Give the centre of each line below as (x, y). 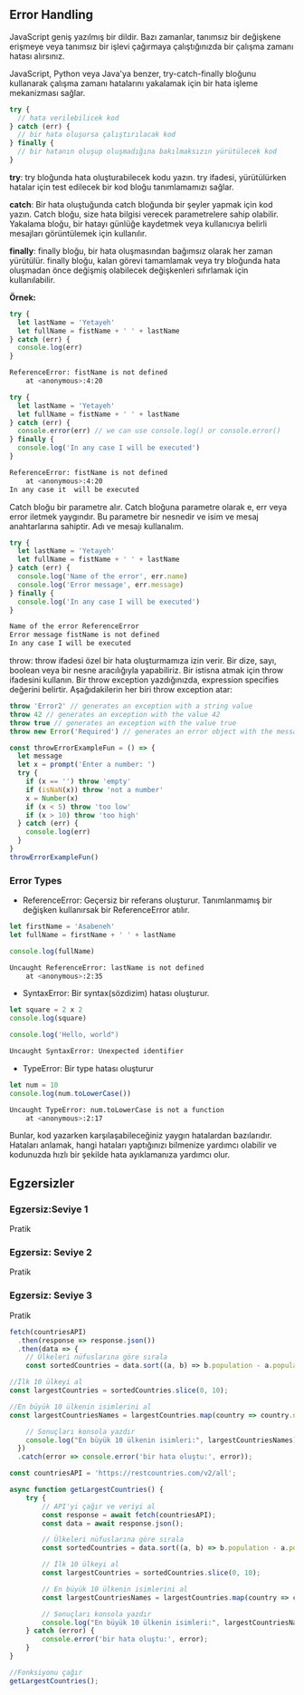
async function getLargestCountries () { (87, 1490)
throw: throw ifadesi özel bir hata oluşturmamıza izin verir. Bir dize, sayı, (143, 661)
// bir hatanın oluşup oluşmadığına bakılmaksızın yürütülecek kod (147, 152)
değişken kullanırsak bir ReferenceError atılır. (106, 910)
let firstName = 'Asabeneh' (62, 927)
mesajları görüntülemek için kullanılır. (78, 233)
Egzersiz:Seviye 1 (49, 1209)
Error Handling (51, 15)
